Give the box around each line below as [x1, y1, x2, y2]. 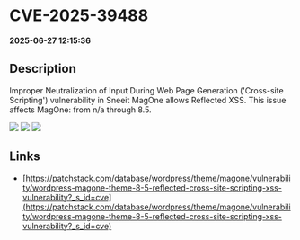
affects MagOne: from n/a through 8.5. [9, 104, 152, 115]
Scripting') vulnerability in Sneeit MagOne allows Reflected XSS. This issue [9, 94, 287, 105]
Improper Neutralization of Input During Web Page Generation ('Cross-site [9, 84, 285, 95]
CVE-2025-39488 [9, 5, 149, 26]
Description [9, 61, 76, 76]
